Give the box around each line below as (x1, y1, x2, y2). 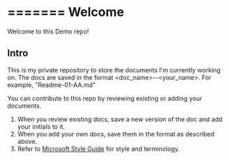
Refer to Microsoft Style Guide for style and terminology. (17, 144, 180, 153)
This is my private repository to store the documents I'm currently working (7, 65, 221, 74)
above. (17, 137, 38, 145)
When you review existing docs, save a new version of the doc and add (17, 115, 223, 123)
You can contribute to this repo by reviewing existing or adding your (7, 94, 202, 102)
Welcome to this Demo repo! (7, 27, 89, 35)
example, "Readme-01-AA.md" (7, 81, 96, 89)
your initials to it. (17, 122, 65, 131)
